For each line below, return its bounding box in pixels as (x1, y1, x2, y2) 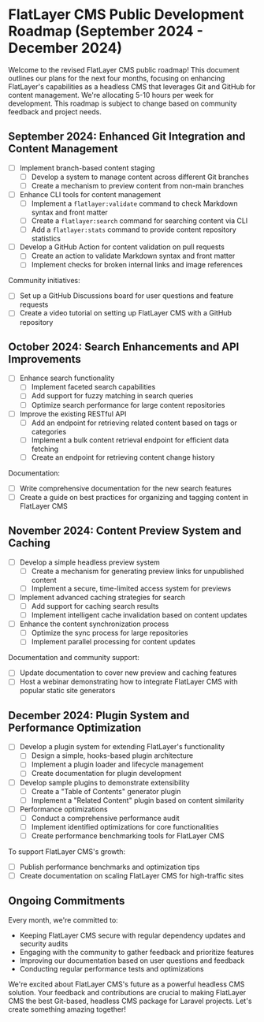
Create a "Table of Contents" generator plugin (31, 786, 181, 796)
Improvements (8, 352, 81, 366)
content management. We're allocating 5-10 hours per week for (8, 90, 214, 99)
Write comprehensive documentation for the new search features (19, 483, 232, 493)
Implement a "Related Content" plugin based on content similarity (31, 795, 244, 805)
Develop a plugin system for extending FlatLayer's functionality (19, 742, 225, 752)
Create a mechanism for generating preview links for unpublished (31, 566, 244, 576)
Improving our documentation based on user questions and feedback (19, 956, 245, 965)
